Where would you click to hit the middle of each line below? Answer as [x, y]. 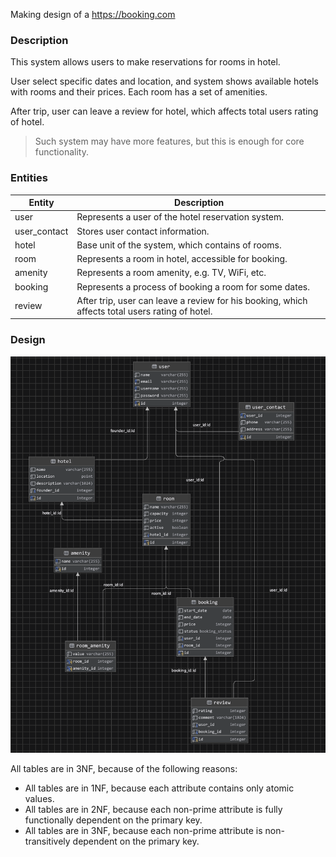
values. [39, 799]
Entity [41, 203]
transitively [47, 841]
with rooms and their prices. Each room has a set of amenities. [139, 92]
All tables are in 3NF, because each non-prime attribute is [143, 831]
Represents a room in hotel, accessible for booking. [182, 259]
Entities [29, 178]
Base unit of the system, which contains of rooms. [179, 245]
